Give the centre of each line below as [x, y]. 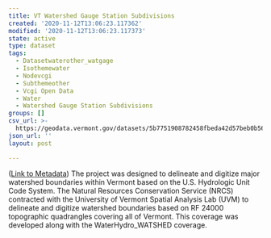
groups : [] [27, 114]
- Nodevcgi [34, 76]
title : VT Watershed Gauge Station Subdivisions [92, 16]
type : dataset [32, 46]
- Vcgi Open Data [45, 91]
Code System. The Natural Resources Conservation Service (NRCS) [121, 190]
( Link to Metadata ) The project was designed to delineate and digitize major [134, 173]
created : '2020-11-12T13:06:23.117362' [75, 23]
